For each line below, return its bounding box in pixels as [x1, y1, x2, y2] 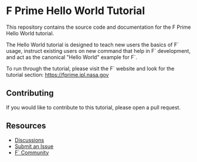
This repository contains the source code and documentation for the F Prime [6, 23, 191, 31]
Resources [6, 121, 46, 131]
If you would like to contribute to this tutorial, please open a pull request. [6, 104, 181, 111]
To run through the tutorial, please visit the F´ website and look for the [6, 65, 175, 72]
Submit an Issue [14, 143, 54, 150]
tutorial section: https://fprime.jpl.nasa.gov [6, 71, 109, 78]
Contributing [6, 88, 54, 98]
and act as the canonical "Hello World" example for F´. [6, 53, 138, 60]
